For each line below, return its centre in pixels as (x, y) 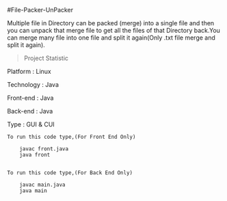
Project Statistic (46, 58)
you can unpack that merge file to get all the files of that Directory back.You (114, 30)
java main (34, 191)
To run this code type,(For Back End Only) (70, 173)
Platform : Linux (29, 71)
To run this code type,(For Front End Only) (71, 137)
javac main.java (43, 185)
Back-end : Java (30, 111)
